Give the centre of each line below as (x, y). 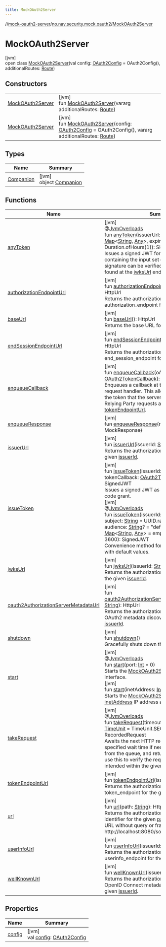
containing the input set (132, 260)
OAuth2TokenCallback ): (132, 379)
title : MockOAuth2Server (31, 10)
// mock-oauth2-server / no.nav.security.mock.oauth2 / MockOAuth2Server (79, 24)
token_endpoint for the (131, 792)
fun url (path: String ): (128, 807)
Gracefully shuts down (131, 644)
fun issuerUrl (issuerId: (130, 444)
